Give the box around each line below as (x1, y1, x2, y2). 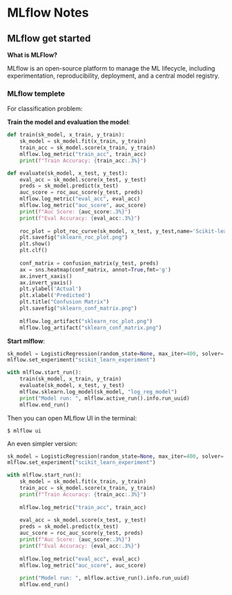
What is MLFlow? (7, 51, 57, 59)
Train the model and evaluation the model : (7, 118, 130, 126)
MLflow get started (7, 33, 91, 44)
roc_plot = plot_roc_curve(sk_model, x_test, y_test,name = (19, 227, 193, 235)
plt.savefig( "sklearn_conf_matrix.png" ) (19, 305, 137, 312)
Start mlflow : (7, 337, 46, 345)
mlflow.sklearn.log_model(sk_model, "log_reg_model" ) (19, 388, 177, 396)
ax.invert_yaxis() (19, 279, 72, 286)
